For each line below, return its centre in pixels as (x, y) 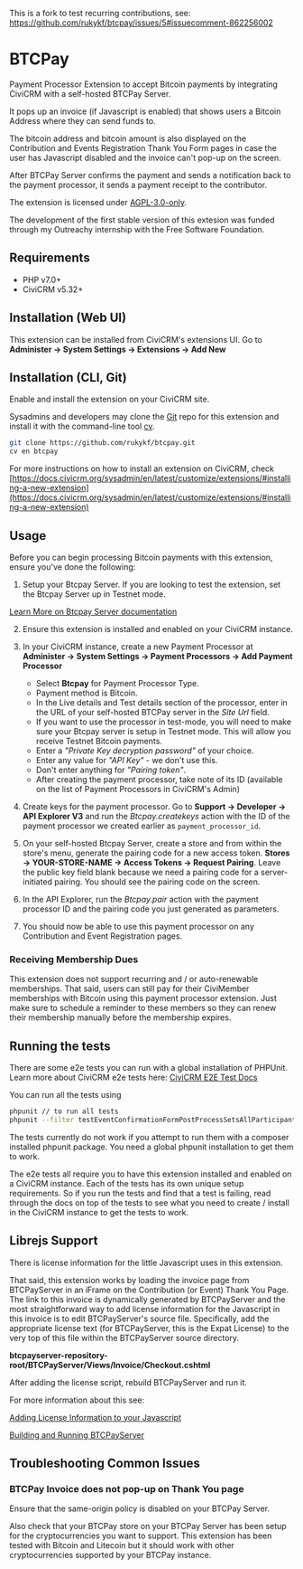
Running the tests (60, 1046)
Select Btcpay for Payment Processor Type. (118, 683)
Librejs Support (54, 1241)
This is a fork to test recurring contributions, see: (100, 13)
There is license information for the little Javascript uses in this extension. (146, 1262)
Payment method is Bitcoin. (87, 693)
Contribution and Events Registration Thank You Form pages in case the (143, 147)
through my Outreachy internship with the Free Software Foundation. (137, 229)
